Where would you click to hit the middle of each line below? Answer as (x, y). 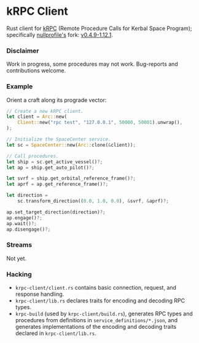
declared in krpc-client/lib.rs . (56, 333)
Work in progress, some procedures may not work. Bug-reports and (92, 64)
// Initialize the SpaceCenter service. (59, 139)
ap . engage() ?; (25, 218)
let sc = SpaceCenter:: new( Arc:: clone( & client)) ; (71, 145)
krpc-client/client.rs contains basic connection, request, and (96, 287)
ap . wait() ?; (21, 223)
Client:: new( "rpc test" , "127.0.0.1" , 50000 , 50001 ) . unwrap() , (100, 123)
